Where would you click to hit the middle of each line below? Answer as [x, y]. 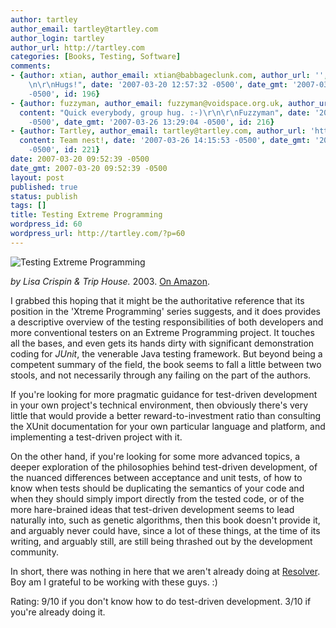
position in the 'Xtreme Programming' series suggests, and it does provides [165, 311]
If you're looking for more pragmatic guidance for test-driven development [164, 394]
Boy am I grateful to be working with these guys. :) [114, 582]
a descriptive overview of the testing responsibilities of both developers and [167, 322]
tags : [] [28, 206]
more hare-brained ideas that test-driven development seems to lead [152, 509]
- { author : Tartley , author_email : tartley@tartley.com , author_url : [158, 131]
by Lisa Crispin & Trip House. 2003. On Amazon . [110, 281]
